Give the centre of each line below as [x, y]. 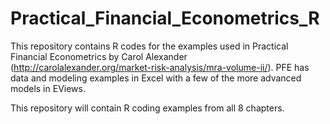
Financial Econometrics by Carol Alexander [99, 56]
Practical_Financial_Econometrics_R [165, 18]
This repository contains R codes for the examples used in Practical [149, 46]
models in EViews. [48, 88]
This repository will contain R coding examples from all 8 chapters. [147, 108]
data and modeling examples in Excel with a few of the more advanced [156, 78]
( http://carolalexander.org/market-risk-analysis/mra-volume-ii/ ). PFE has [160, 67]
